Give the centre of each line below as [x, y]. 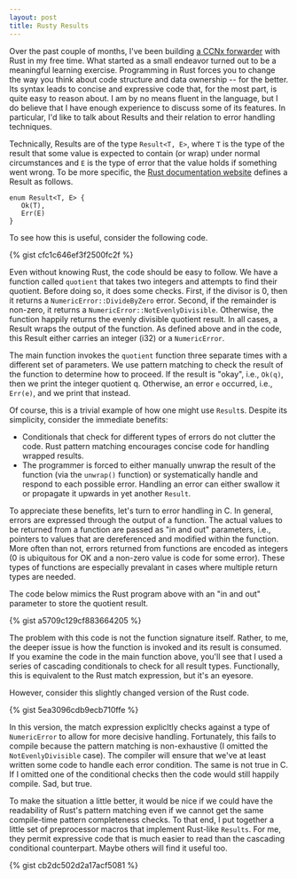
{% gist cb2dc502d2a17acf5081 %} [74, 865]
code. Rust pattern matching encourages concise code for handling [145, 446]
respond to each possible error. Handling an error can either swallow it [151, 484]
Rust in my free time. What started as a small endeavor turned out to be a [143, 60]
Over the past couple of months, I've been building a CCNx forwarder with [145, 51]
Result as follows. [41, 181]
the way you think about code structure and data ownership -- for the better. [149, 79]
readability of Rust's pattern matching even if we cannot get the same [137, 810]
